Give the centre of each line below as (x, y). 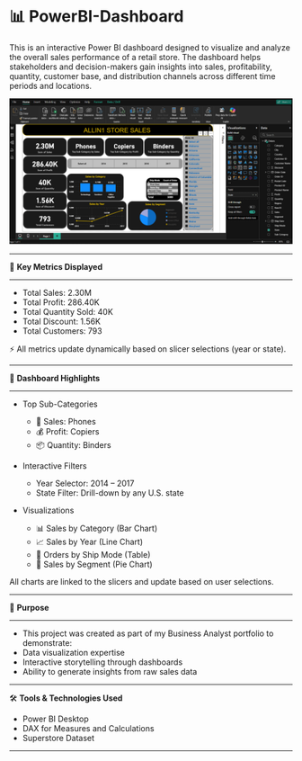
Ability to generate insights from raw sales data (110, 671)
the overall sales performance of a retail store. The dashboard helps (135, 57)
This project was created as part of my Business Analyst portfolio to (148, 633)
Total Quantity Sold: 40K (68, 311)
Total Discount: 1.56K (62, 321)
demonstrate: (47, 642)
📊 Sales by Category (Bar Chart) (97, 528)
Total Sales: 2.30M (57, 292)
